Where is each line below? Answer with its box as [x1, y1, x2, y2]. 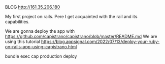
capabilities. [5, 19, 30, 24]
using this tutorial [5, 39, 40, 44]
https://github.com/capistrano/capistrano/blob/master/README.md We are [5, 34, 158, 39]
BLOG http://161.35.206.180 [5, 4, 60, 10]
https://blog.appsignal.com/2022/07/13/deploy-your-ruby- [41, 39, 160, 44]
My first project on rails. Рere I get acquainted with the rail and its [5, 14, 138, 19]
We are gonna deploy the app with [5, 28, 75, 34]
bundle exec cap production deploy [5, 53, 77, 59]
